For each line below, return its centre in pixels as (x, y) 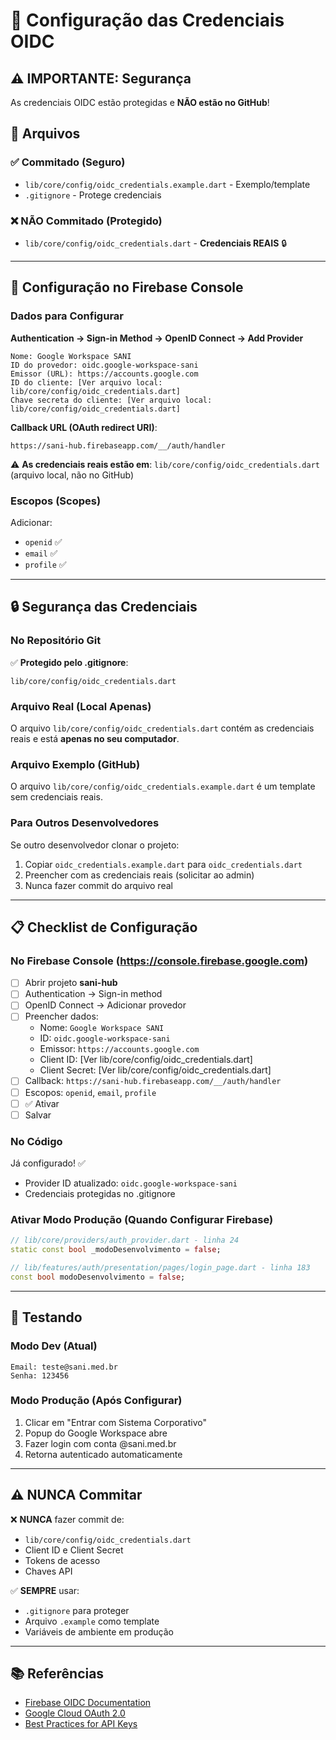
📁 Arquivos (45, 134)
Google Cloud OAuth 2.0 (75, 1713)
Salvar (38, 1115)
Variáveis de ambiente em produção (99, 1631)
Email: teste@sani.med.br (64, 1367)
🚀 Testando (46, 1317)
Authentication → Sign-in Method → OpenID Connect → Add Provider (157, 338)
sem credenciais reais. (56, 797)
